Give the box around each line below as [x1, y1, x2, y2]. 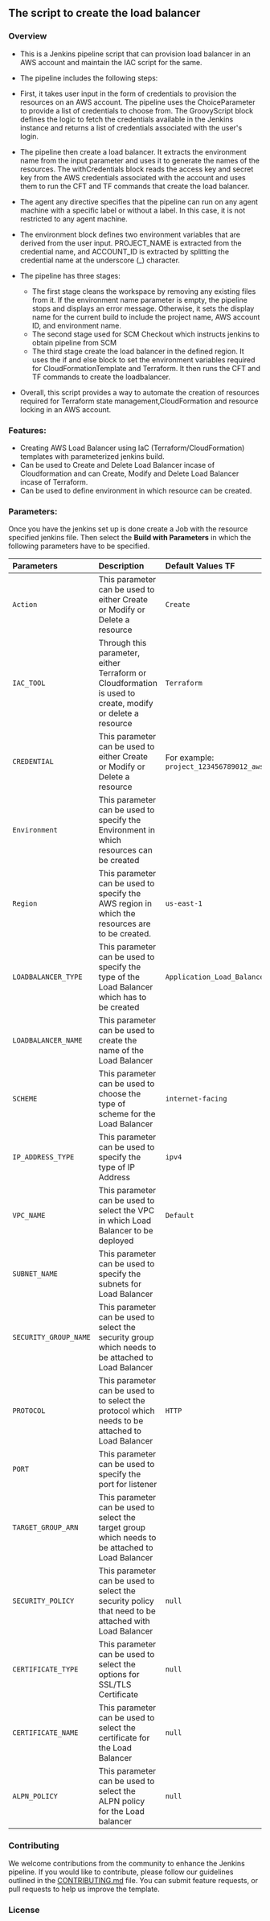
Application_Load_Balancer [165, 973, 268, 981]
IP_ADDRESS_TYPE [12, 1153, 75, 1162]
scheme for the [98, 1109, 156, 1120]
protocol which [98, 1405, 155, 1416]
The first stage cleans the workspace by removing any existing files [31, 286, 256, 296]
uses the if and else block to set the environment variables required [31, 354, 256, 365]
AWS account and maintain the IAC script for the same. [19, 57, 202, 67]
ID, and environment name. [31, 320, 122, 330]
